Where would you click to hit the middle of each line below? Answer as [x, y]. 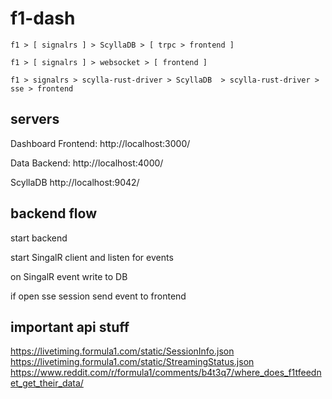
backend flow [53, 213]
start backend [39, 238]
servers [35, 119]
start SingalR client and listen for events [92, 257]
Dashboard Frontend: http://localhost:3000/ [100, 143]
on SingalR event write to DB [69, 276]
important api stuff [70, 327]
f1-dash [43, 18]
